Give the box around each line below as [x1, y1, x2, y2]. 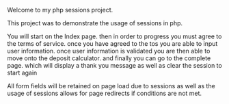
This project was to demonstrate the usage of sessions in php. [7, 19, 183, 27]
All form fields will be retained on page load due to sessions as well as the [7, 82, 215, 90]
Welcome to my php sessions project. [7, 6, 113, 14]
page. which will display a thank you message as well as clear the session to [7, 62, 222, 69]
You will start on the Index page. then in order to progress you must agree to [7, 32, 222, 40]
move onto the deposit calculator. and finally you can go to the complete [7, 54, 211, 62]
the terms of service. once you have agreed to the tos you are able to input [7, 40, 218, 47]
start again [7, 68, 38, 77]
